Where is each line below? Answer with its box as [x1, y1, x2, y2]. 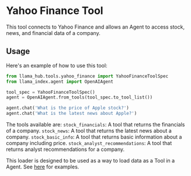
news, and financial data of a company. [6, 29, 100, 36]
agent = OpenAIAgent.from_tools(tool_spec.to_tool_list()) [6, 94, 153, 100]
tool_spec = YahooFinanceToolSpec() [6, 89, 95, 95]
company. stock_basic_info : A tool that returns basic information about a [6, 133, 182, 140]
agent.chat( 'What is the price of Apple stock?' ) [6, 105, 130, 111]
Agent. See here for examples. [6, 163, 79, 170]
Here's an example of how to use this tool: [6, 62, 107, 69]
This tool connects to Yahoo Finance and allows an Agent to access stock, [6, 23, 185, 30]
